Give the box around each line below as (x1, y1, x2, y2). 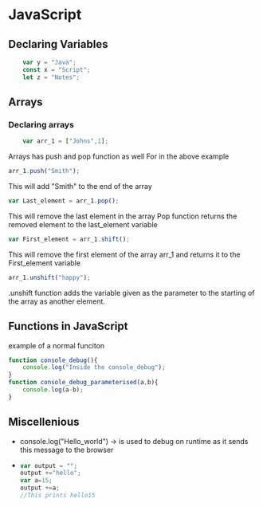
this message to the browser (19, 445, 114, 454)
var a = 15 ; (19, 477, 53, 485)
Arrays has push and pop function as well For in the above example (8, 151, 230, 161)
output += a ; (19, 484, 60, 492)
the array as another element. (8, 297, 106, 306)
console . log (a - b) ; (22, 386, 84, 394)
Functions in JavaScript (8, 320, 128, 333)
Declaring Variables (8, 37, 108, 51)
